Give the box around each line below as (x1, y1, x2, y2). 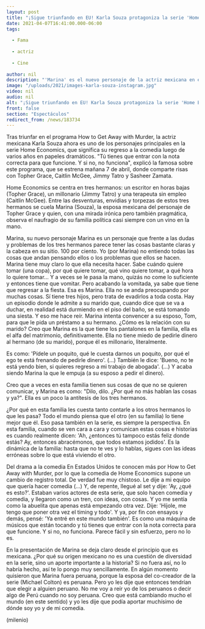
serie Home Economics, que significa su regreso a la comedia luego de (6, 146, 185, 154)
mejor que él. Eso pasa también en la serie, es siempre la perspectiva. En (6, 419, 190, 427)
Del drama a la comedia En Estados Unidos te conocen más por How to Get (6, 463, 196, 471)
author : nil (6, 71, 37, 77)
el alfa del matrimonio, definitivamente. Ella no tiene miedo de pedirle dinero (6, 332, 198, 339)
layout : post (6, 9, 40, 15)
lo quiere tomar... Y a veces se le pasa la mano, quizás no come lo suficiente (6, 274, 198, 281)
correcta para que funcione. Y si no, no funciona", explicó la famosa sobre (6, 159, 193, 166)
